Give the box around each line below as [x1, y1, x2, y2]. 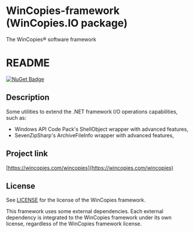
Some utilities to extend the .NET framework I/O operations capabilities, [6, 108, 178, 115]
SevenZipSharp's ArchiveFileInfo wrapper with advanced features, [14, 131, 174, 138]
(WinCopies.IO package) [6, 16, 128, 30]
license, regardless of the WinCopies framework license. [6, 220, 142, 227]
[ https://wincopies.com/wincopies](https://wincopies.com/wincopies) [6, 164, 174, 171]
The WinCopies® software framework [6, 36, 97, 43]
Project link [6, 149, 48, 159]
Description [6, 92, 50, 103]
